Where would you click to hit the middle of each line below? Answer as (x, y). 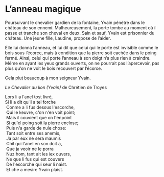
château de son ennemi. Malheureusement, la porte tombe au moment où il (81, 27)
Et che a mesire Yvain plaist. (35, 169)
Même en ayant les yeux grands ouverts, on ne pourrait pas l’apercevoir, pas (82, 63)
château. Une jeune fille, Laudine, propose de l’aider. (58, 38)
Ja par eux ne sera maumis (34, 138)
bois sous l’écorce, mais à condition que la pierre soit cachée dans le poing (81, 53)
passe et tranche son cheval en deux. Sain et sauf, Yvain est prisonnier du (80, 33)
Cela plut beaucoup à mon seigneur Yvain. (48, 78)
